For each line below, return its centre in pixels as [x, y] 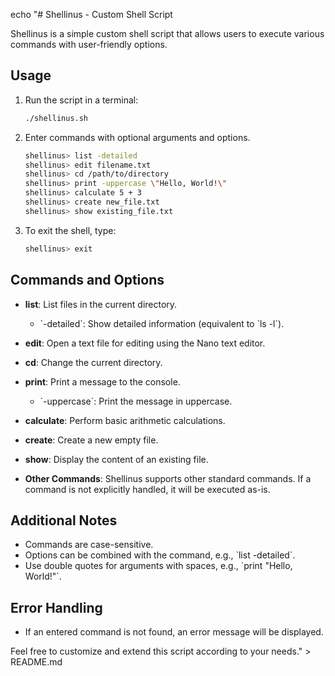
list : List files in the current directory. [101, 304]
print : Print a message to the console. [102, 381]
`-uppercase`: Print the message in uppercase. [136, 401]
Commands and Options [87, 280]
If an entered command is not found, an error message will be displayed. [174, 632]
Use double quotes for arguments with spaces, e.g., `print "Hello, [158, 566]
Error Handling [56, 607]
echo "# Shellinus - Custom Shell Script [91, 14]
